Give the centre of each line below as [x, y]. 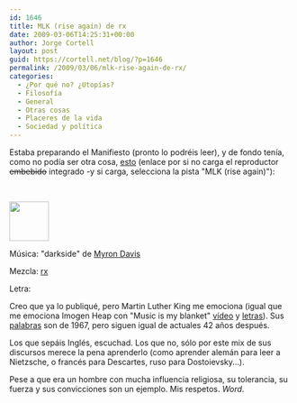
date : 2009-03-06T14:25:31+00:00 [72, 34]
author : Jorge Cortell [52, 43]
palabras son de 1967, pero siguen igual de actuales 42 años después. [139, 325]
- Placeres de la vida [60, 118]
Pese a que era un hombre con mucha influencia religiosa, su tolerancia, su [148, 379]
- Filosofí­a [40, 93]
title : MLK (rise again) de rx [68, 26]
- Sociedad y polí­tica [60, 127]
